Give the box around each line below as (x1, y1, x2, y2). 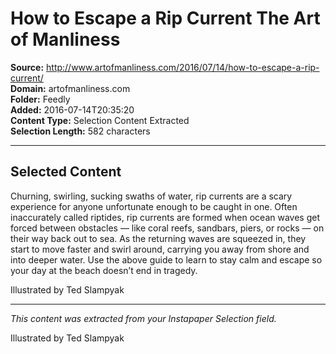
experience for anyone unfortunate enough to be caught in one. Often (10, 200, 298, 212)
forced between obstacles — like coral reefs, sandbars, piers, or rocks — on (10, 222, 325, 234)
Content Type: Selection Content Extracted (10, 114, 190, 126)
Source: (10, 61, 45, 73)
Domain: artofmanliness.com (10, 82, 131, 94)
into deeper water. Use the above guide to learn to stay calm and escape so (10, 253, 323, 266)
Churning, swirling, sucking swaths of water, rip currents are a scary (10, 190, 293, 202)
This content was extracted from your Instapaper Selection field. (10, 312, 277, 324)
